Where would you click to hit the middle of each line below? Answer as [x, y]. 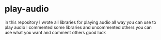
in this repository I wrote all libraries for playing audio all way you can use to [80, 22]
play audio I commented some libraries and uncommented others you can [78, 27]
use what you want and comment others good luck [55, 32]
